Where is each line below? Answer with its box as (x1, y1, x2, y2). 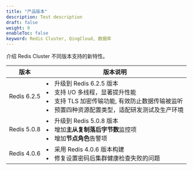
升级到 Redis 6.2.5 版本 (54, 80, 118, 87)
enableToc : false (6, 30, 49, 36)
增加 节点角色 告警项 (54, 134, 107, 142)
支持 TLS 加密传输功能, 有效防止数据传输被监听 (54, 97, 184, 105)
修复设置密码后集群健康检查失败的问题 (54, 154, 160, 162)
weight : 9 (6, 25, 31, 31)
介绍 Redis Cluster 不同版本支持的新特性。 (6, 53, 109, 59)
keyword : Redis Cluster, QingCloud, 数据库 (6, 36, 111, 42)
